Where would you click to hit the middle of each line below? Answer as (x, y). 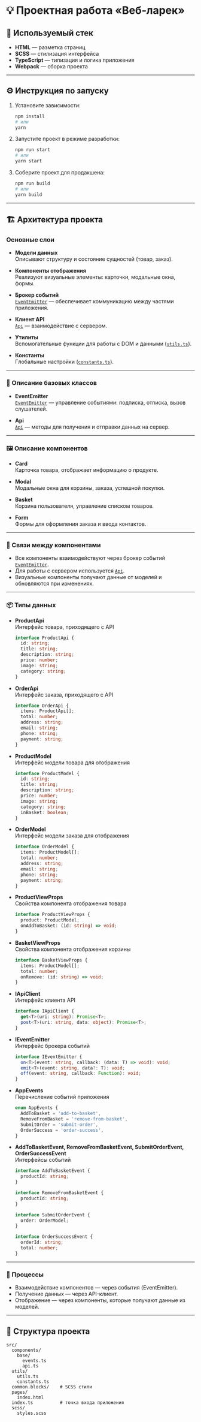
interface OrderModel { (45, 847)
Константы (30, 355)
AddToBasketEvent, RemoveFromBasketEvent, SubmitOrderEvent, (99, 1147)
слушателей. (31, 409)
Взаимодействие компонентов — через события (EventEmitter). (96, 1288)
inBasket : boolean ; (45, 812)
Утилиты (27, 338)
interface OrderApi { (42, 706)
